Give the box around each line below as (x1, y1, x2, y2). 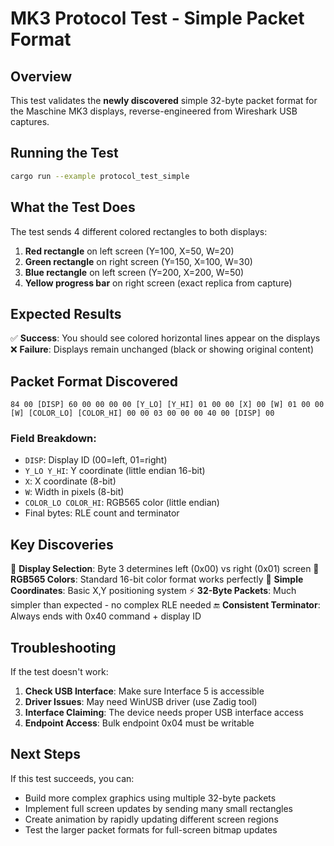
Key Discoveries (10, 536, 114, 553)
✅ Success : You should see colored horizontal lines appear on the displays (10, 332, 321, 344)
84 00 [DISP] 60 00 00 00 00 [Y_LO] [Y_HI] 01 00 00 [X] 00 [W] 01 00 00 (10, 400, 325, 410)
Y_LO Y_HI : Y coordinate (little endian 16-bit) (24, 465, 206, 477)
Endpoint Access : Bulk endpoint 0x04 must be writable (24, 717, 255, 729)
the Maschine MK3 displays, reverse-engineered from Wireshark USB (10, 105, 298, 117)
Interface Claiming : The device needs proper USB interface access (24, 707, 304, 719)
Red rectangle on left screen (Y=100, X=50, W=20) (24, 245, 235, 257)
